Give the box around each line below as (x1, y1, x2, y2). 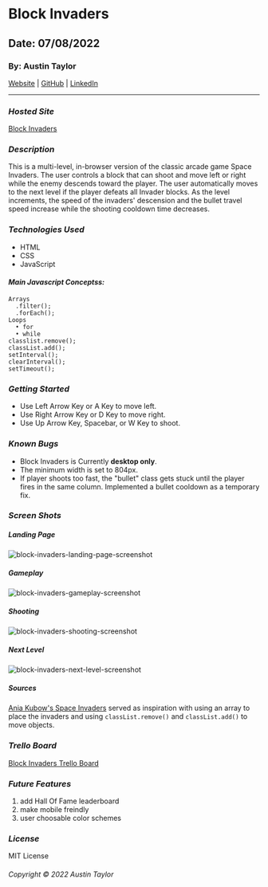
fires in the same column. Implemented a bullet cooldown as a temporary (19, 481, 260, 491)
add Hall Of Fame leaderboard (19, 796, 120, 806)
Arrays (8, 295, 30, 303)
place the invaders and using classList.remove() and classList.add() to (8, 712, 248, 721)
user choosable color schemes (19, 813, 122, 822)
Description (8, 144, 55, 155)
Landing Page (8, 530, 56, 540)
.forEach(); (15, 308, 56, 317)
